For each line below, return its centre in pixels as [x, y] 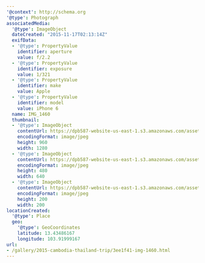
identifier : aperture [45, 52]
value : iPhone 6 [38, 108]
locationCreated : [28, 211]
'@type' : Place [31, 216]
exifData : [24, 40]
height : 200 [32, 199]
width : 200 [31, 205]
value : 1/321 [34, 74]
